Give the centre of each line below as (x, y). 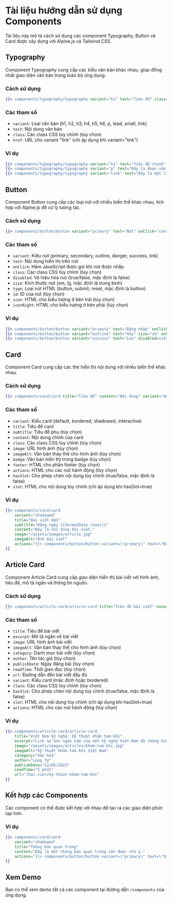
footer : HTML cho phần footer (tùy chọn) (56, 465)
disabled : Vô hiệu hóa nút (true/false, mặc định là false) (71, 278)
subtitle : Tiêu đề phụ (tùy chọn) (47, 432)
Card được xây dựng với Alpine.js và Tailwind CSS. (58, 41)
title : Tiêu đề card (33, 426)
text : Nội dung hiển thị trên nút (45, 261)
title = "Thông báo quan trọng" (47, 847)
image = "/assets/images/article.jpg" (54, 535)
